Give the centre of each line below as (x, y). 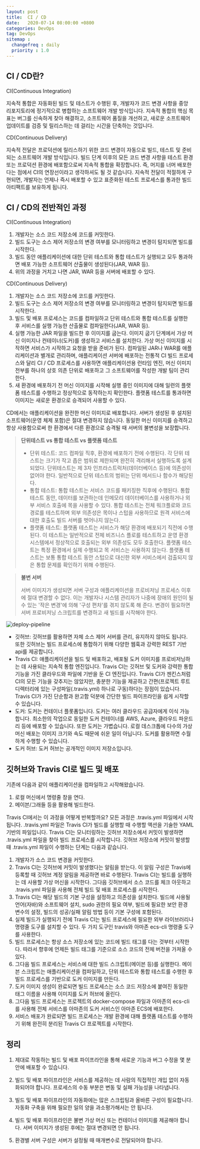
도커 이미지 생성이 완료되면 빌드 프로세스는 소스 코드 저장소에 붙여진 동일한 (101, 986)
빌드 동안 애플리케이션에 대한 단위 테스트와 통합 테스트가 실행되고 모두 (96, 257)
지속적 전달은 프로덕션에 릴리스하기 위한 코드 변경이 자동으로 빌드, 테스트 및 (93, 150)
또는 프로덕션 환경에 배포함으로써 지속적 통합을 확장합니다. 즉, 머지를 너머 (91, 164)
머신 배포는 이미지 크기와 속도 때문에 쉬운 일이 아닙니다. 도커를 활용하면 (97, 734)
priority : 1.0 (30, 51)
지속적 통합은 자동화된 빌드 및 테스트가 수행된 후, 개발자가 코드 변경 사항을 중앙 (97, 103)
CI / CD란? (25, 76)
